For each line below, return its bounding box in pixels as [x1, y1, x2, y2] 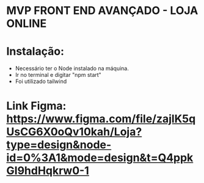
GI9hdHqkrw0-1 [6, 164, 90, 178]
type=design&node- [6, 138, 112, 152]
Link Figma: [6, 99, 67, 113]
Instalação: [6, 45, 64, 59]
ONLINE [6, 16, 47, 30]
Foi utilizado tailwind [15, 77, 67, 85]
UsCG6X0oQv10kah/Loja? [6, 125, 142, 139]
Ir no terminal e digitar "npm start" [15, 71, 102, 79]
